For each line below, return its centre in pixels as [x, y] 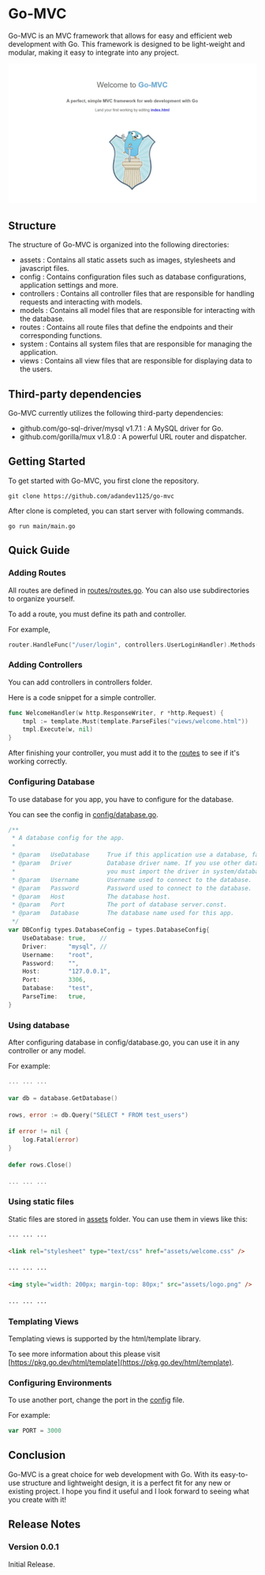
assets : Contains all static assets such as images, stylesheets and [127, 260]
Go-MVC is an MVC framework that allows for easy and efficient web [120, 36]
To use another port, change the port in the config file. [97, 1400]
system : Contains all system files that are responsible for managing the [136, 344]
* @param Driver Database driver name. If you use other [127, 863]
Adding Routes [37, 573]
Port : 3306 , [54, 980]
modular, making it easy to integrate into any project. [94, 52]
